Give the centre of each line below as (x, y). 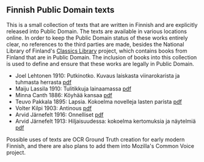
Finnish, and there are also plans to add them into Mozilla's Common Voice (100, 145)
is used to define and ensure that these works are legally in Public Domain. (100, 64)
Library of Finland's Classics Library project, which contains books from (97, 51)
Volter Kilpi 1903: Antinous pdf (53, 108)
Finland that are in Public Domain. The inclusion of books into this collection (102, 57)
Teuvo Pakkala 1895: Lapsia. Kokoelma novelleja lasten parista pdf (98, 101)
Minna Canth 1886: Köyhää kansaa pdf (64, 95)
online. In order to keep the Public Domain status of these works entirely (97, 38)
